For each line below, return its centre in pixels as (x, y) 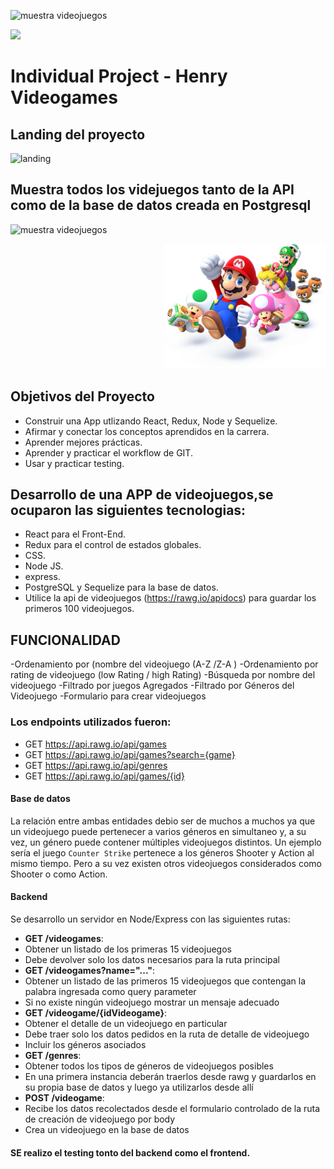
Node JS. (44, 566)
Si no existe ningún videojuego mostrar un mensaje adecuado (152, 1002)
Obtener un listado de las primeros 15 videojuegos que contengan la (165, 981)
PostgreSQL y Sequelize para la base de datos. (121, 587)
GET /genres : (53, 1055)
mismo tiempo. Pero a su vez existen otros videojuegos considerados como (166, 863)
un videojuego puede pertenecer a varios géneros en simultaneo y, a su (158, 831)
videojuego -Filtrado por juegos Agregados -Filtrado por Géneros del (152, 686)
